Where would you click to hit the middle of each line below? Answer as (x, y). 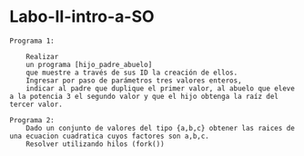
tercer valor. (36, 104)
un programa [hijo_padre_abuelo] (89, 64)
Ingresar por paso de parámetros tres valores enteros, (134, 80)
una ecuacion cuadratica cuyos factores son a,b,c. (109, 136)
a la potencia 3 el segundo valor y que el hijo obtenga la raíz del (144, 96)
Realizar (42, 56)
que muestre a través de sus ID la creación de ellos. (132, 73)
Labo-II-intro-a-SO (82, 17)
